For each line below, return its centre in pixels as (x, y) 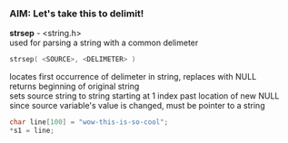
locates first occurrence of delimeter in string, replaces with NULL (133, 77)
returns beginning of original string (74, 86)
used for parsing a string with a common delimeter (104, 43)
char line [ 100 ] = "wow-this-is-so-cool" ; (89, 122)
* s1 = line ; (32, 131)
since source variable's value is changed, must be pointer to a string (137, 106)
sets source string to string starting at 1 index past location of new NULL (144, 96)
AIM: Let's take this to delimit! (77, 14)
